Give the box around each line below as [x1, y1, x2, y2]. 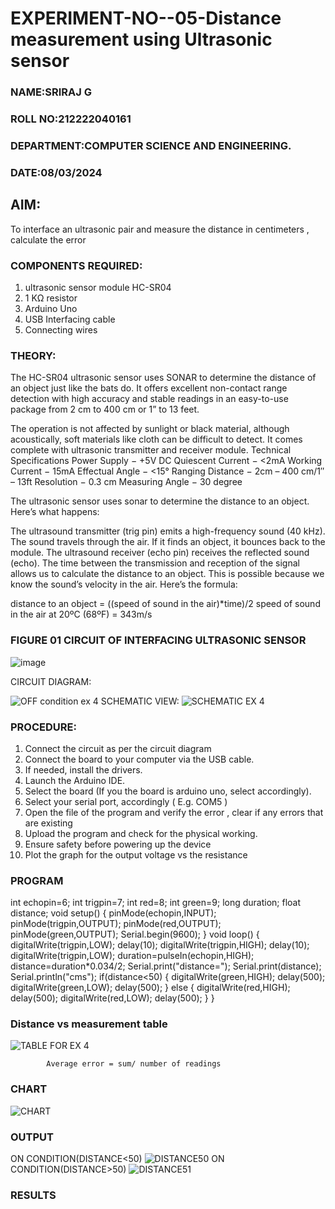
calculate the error [10, 233, 87, 246]
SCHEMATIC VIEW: [100, 695, 180, 707]
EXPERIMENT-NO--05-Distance [10, 7, 282, 30]
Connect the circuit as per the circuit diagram [24, 742, 212, 754]
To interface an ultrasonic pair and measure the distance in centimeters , [10, 223, 310, 235]
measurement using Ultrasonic [10, 28, 273, 51]
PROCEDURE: [10, 720, 77, 734]
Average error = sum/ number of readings [46, 1059, 222, 1069]
